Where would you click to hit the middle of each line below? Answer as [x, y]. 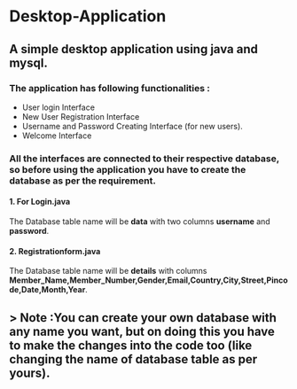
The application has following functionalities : [110, 88]
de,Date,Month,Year [47, 290]
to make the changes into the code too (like [131, 345]
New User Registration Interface [81, 116]
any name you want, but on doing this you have [142, 331]
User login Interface [59, 107]
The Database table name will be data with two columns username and [140, 222]
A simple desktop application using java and [134, 49]
